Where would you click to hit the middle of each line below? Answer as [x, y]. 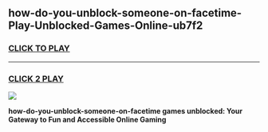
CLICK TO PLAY [39, 49]
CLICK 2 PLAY [36, 78]
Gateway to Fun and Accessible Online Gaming [87, 119]
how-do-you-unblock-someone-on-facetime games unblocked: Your [126, 110]
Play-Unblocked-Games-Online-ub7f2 [106, 26]
